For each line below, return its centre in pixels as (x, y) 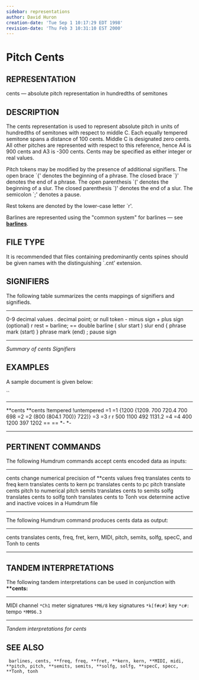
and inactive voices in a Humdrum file (52, 503)
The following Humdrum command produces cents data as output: (87, 520)
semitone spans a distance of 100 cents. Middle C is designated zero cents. (98, 139)
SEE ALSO (25, 647)
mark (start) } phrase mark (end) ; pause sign (61, 332)
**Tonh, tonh (22, 671)
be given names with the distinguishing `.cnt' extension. (74, 263)
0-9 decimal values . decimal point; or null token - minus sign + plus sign (95, 319)
